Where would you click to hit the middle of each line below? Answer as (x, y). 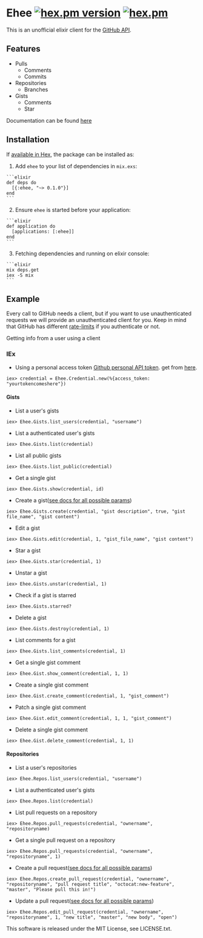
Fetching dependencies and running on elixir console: (82, 253)
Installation (28, 140)
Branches (36, 89)
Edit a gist (28, 528)
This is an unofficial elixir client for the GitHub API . (69, 30)
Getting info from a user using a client (53, 338)
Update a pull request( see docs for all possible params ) (84, 901)
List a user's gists (37, 411)
